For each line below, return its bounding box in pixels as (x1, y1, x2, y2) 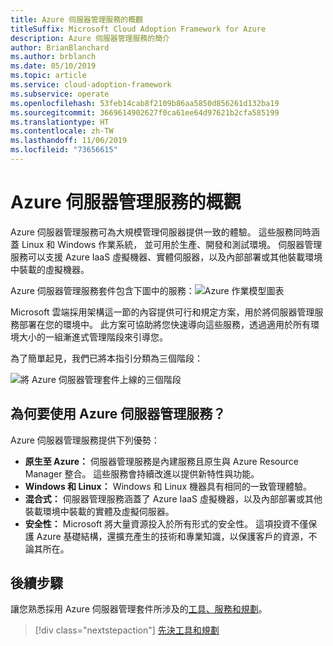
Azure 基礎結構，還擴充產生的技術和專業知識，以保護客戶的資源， (36, 530, 309, 542)
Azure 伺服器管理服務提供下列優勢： (10, 434, 160, 446)
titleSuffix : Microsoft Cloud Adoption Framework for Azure (10, 24, 267, 34)
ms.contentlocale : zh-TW (10, 126, 114, 136)
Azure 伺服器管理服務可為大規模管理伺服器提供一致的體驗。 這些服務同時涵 (10, 226, 320, 238)
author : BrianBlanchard (10, 42, 110, 53)
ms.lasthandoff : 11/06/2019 (10, 136, 128, 146)
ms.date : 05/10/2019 (10, 61, 97, 71)
